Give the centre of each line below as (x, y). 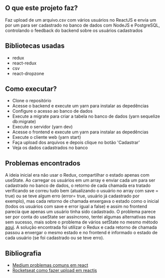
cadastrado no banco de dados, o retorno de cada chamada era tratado (78, 185)
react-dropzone (28, 73)
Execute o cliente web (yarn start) (47, 137)
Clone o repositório (32, 101)
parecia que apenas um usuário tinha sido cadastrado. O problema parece (81, 212)
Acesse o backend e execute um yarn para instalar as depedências (80, 106)
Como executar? (31, 89)
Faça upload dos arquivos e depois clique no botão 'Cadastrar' (76, 143)
